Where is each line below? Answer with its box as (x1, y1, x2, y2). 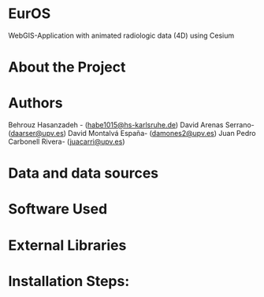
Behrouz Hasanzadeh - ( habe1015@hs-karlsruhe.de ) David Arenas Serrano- (8, 120, 255, 130)
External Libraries (8, 236, 127, 254)
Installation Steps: (8, 272, 130, 290)
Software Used (8, 200, 108, 218)
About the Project (8, 58, 126, 76)
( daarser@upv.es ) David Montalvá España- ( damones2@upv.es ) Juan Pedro (8, 129, 256, 138)
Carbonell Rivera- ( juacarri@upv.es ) (8, 137, 125, 146)
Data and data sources (8, 164, 159, 182)
